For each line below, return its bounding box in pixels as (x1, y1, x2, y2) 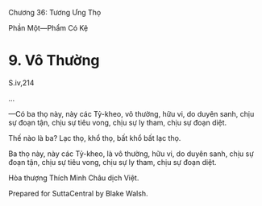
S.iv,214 (8, 77, 35, 88)
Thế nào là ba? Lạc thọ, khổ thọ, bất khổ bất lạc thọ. (8, 133, 181, 142)
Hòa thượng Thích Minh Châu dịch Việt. (8, 173, 139, 183)
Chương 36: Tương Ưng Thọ (8, 8, 102, 17)
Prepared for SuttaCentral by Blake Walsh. (8, 188, 148, 198)
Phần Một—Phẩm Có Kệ (8, 23, 89, 32)
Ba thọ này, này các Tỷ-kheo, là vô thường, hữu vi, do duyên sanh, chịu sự (8, 149, 254, 159)
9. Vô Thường (8, 51, 100, 70)
